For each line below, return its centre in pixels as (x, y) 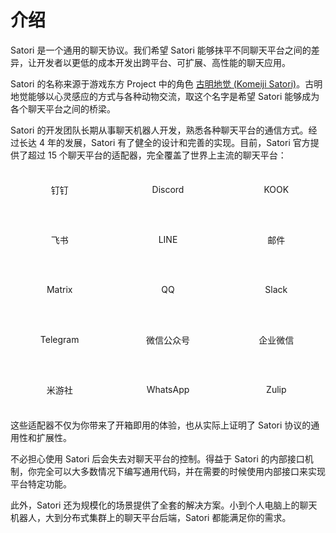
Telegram (59, 340)
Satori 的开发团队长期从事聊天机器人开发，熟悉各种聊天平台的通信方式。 (159, 130)
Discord (168, 190)
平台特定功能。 (41, 483)
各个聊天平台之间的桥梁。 (63, 108)
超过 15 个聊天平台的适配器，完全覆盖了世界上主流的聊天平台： (157, 155)
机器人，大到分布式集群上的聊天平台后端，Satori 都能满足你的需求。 (151, 517)
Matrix (59, 290)
